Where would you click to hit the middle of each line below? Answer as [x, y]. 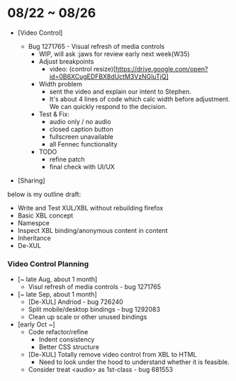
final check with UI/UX [82, 166]
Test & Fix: [54, 114]
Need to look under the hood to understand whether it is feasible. [134, 362]
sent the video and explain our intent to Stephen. [120, 91]
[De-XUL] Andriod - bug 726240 [76, 302]
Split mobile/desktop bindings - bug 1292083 [94, 309]
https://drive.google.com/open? [162, 69]
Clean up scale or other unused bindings [88, 317]
